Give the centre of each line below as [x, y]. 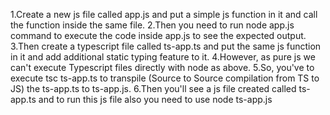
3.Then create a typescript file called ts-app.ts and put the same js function [166, 46]
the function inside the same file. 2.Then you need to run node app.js [152, 25]
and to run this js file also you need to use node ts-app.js [155, 99]
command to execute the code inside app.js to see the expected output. [158, 35]
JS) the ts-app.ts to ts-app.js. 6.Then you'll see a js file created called [153, 88]
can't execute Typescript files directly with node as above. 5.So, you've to [162, 67]
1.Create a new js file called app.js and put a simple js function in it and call [164, 14]
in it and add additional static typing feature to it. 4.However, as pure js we [163, 57]
